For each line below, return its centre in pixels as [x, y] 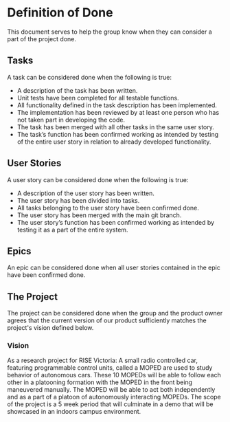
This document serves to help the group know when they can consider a [110, 32]
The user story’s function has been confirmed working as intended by [116, 222]
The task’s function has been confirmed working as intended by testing [118, 134]
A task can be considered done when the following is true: [90, 77]
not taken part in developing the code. [71, 120]
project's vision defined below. [50, 328]
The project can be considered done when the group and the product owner [115, 313]
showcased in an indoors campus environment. [74, 412]
